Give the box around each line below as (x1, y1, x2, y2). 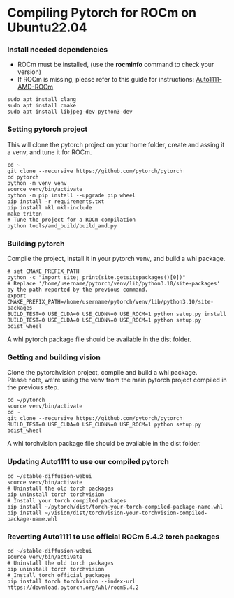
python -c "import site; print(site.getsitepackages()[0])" (7, 274, 187, 281)
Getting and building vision (7, 352, 101, 362)
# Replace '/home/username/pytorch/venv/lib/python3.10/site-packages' (7, 281, 220, 287)
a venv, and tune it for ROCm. (7, 148, 92, 156)
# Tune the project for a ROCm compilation (7, 216, 136, 223)
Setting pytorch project (7, 124, 88, 134)
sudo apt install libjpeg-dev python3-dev (7, 108, 133, 116)
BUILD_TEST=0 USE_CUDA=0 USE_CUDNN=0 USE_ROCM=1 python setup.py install (7, 311, 227, 318)
